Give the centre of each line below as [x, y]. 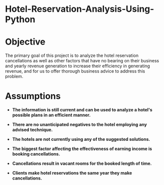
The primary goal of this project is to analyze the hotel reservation [72, 55]
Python [20, 19]
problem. [14, 77]
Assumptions [33, 96]
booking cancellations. [36, 154]
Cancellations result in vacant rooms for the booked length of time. [82, 163]
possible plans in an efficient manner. [51, 115]
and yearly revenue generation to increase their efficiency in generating [78, 66]
